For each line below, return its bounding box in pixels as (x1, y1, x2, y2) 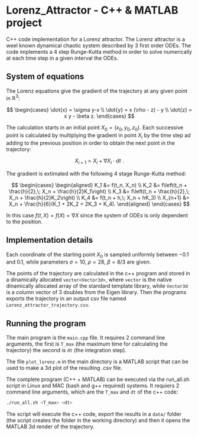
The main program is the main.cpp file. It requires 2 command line (6, 334, 165, 341)
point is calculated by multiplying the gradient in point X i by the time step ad (6, 132, 191, 140)
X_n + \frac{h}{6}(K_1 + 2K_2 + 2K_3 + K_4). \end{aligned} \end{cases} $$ (8, 200, 190, 207)
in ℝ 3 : (6, 93, 20, 102)
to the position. (6, 218, 43, 225)
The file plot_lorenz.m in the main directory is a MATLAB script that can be (6, 358, 189, 365)
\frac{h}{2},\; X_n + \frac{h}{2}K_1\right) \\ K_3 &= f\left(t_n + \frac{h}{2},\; (8, 187, 190, 195)
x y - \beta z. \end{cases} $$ (64, 113, 135, 120)
